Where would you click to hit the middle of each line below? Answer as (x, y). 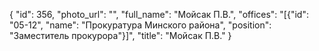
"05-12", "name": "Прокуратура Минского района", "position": (140, 25)
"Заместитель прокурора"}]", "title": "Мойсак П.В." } (120, 35)
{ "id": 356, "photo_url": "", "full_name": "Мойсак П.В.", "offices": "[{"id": (159, 14)
